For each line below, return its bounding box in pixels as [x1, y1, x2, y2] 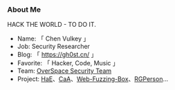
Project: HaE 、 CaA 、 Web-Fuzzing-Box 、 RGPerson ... [17, 75, 169, 83]
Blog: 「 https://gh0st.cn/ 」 [17, 50, 98, 59]
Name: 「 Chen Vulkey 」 [17, 34, 90, 43]
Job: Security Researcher [17, 43, 90, 51]
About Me [7, 5, 42, 14]
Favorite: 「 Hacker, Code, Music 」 [17, 59, 119, 67]
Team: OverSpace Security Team [17, 67, 112, 75]
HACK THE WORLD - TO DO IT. [7, 21, 97, 29]
